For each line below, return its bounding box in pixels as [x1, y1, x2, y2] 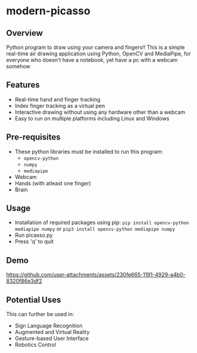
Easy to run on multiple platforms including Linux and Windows [14, 114, 170, 122]
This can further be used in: [6, 311, 74, 318]
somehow [6, 63, 31, 70]
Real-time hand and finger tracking [14, 95, 101, 103]
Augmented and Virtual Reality [14, 329, 90, 336]
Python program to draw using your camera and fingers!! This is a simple [6, 44, 185, 51]
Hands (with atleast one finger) [14, 179, 91, 187]
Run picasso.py [14, 231, 53, 239]
